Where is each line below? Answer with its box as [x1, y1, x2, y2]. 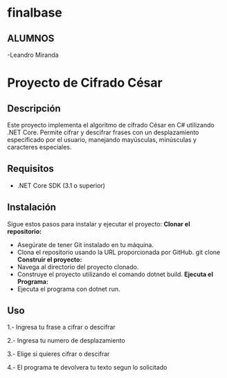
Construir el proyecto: [17, 255, 82, 264]
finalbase [7, 5, 62, 21]
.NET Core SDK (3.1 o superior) [17, 181, 106, 190]
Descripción [7, 102, 61, 114]
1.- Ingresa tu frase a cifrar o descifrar [7, 323, 116, 332]
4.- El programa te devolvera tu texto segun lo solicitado [7, 363, 167, 372]
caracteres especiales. [7, 143, 72, 151]
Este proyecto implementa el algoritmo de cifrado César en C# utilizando [7, 121, 215, 129]
